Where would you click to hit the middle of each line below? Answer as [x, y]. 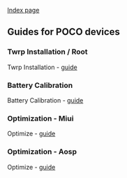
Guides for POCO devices [64, 32]
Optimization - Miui [40, 118]
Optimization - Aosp [42, 151]
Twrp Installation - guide [43, 67]
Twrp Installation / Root [47, 52]
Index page [23, 10]
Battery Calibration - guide [45, 100]
